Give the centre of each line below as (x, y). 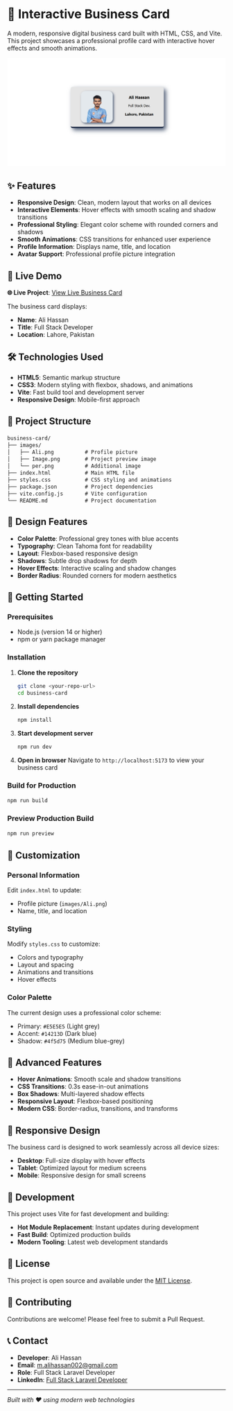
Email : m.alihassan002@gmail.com (67, 1365)
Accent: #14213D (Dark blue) (57, 1033)
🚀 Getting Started (45, 597)
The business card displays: (48, 306)
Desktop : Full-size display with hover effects (81, 1161)
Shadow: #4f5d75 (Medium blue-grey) (71, 1041)
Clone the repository (48, 673)
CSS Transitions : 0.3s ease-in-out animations (83, 1087)
